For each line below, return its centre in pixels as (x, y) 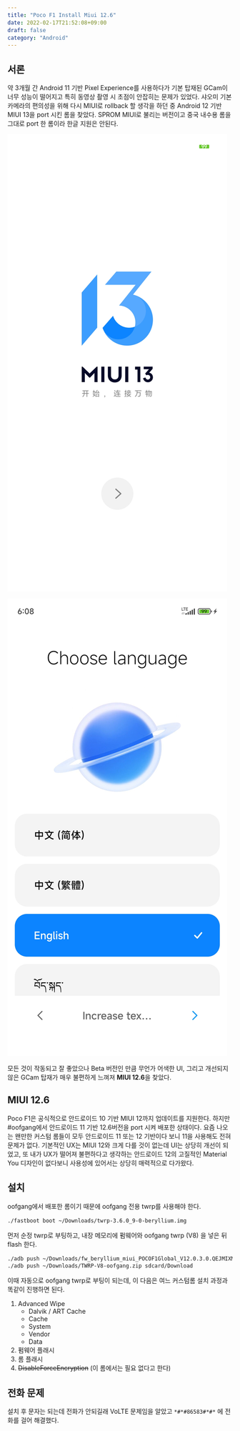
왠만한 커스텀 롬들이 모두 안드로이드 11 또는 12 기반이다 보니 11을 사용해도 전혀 (123, 1136)
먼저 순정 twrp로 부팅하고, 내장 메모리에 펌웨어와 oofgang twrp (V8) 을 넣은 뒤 (117, 1235)
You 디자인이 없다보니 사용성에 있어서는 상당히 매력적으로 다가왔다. (101, 1163)
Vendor (39, 1334)
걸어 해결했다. (40, 1420)
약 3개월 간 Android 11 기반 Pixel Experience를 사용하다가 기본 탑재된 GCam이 (118, 88)
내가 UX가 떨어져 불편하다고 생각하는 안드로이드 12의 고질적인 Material (128, 1154)
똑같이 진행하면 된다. (36, 1290)
